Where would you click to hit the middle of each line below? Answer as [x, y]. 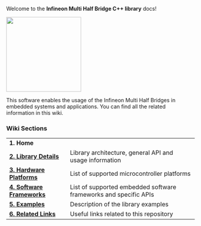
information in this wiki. [35, 113]
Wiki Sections [27, 128]
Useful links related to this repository [121, 214]
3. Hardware [27, 170]
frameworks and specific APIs [112, 195]
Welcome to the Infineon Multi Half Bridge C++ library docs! [81, 9]
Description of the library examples [119, 204]
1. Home [22, 143]
